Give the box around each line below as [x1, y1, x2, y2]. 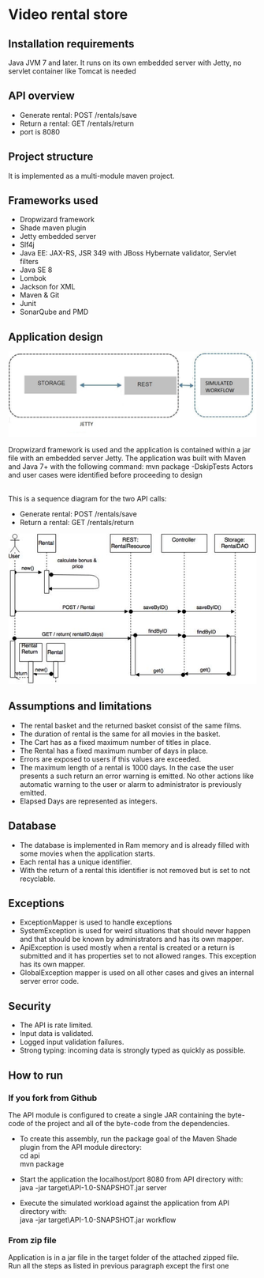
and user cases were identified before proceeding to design [8, 470, 203, 479]
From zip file [8, 1235, 57, 1246]
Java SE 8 [19, 265, 53, 274]
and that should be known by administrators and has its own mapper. [19, 935, 244, 944]
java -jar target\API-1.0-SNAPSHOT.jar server [19, 1182, 167, 1192]
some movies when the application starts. [19, 849, 155, 858]
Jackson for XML [19, 282, 76, 292]
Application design [8, 330, 104, 343]
